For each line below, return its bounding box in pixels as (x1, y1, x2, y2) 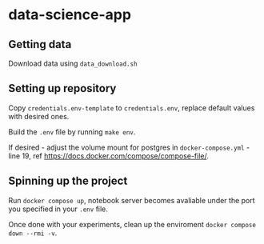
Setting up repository (8, 82, 117, 95)
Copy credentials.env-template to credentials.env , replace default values (8, 102, 255, 113)
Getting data (8, 38, 72, 51)
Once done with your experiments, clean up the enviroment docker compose (8, 219, 256, 229)
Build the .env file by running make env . (8, 126, 136, 137)
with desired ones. (8, 111, 70, 121)
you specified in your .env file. (8, 204, 108, 214)
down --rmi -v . (8, 228, 58, 238)
